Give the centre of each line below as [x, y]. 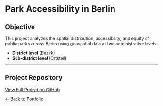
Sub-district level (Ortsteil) [39, 58]
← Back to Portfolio [24, 99]
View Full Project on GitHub [32, 89]
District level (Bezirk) [33, 53]
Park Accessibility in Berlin [60, 9]
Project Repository [34, 78]
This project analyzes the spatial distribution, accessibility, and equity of [77, 38]
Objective [20, 27]
